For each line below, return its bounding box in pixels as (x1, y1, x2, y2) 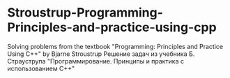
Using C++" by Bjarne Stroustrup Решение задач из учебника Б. (7, 50, 195, 58)
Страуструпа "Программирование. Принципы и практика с (7, 57, 185, 65)
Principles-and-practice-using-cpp (7, 19, 217, 35)
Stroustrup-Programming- (7, 5, 164, 21)
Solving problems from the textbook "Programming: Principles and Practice (7, 42, 224, 50)
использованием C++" (7, 64, 75, 72)
